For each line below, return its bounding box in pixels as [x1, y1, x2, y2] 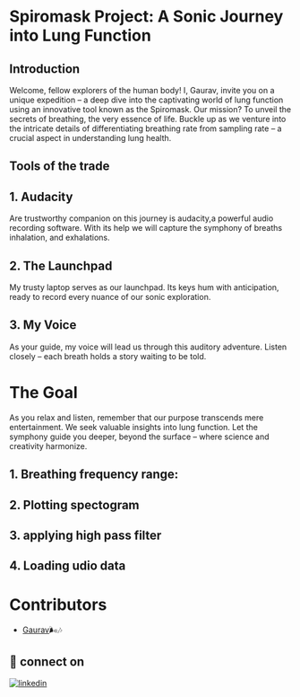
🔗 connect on [9, 654, 85, 669]
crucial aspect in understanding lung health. [9, 133, 172, 143]
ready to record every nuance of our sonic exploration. [9, 292, 211, 303]
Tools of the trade [9, 159, 110, 174]
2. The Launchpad [9, 258, 113, 273]
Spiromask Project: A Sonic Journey [9, 6, 284, 27]
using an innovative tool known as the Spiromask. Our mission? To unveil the [9, 104, 292, 114]
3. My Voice [9, 317, 77, 333]
